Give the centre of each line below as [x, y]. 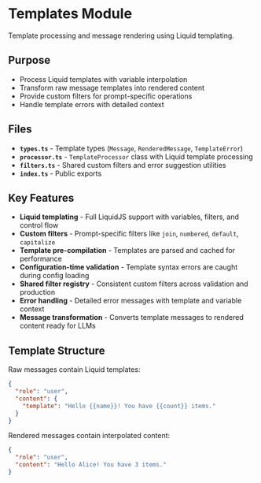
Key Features [41, 198]
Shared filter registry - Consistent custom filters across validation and [134, 284]
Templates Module [70, 14]
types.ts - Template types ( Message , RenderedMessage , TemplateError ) [131, 148]
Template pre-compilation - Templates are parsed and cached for [127, 251]
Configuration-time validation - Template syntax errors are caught [129, 267]
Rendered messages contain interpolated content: [89, 436]
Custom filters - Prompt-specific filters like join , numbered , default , [129, 234]
